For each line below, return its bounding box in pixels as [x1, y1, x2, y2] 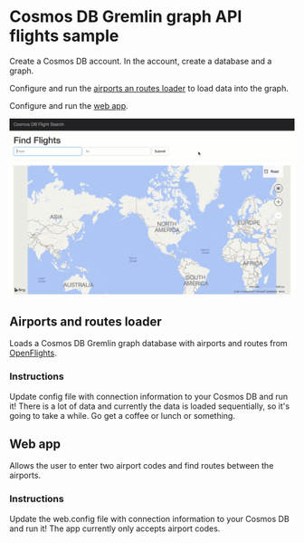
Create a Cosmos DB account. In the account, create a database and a [9, 55, 272, 66]
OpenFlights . [9, 347, 57, 359]
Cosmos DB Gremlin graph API [9, 6, 242, 27]
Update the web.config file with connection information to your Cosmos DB [9, 513, 290, 524]
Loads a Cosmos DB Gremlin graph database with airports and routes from [9, 338, 288, 349]
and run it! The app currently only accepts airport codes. [9, 523, 221, 534]
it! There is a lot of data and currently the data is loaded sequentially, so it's [9, 401, 290, 412]
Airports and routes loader [9, 314, 162, 329]
